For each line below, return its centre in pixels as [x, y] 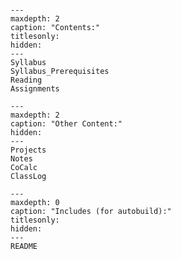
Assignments [35, 89]
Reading [26, 80]
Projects [28, 150]
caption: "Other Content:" [66, 124]
